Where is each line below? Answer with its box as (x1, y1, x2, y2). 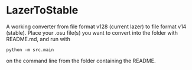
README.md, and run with (6, 35, 71, 42)
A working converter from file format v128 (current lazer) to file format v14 (6, 23, 187, 30)
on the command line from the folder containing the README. (6, 57, 156, 64)
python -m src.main (6, 46, 54, 53)
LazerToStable (6, 4, 79, 17)
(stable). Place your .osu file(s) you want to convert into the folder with (6, 29, 178, 36)
